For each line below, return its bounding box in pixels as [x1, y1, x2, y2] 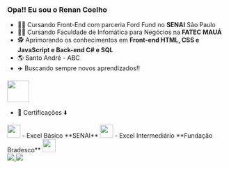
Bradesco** [7, 146, 41, 154]
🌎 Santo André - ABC [17, 54, 80, 62]
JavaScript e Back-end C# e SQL [17, 46, 113, 54]
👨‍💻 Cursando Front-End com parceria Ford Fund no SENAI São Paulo [17, 21, 216, 29]
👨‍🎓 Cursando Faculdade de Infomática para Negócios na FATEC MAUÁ [17, 28, 222, 36]
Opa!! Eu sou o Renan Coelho [7, 5, 108, 15]
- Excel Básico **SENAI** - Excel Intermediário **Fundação [22, 131, 213, 140]
